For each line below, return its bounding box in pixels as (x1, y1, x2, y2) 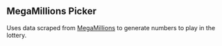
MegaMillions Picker (6, 5, 96, 17)
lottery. (6, 31, 27, 39)
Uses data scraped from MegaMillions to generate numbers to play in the (6, 23, 216, 32)
